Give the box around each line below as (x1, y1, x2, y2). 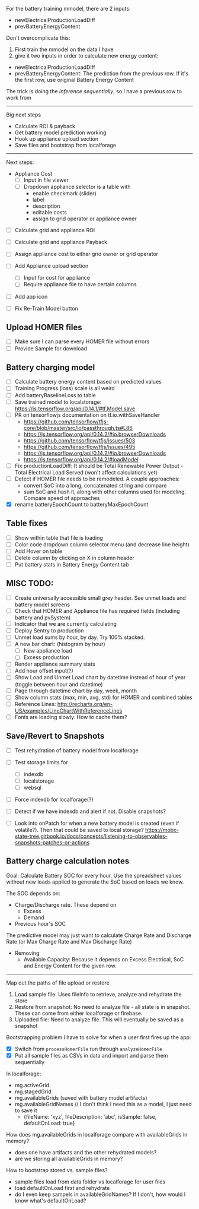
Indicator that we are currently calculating (14, 620, 117, 627)
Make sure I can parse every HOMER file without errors (14, 338, 150, 345)
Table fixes (6, 518, 48, 528)
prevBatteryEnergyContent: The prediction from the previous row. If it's (14, 70, 188, 77)
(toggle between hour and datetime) (14, 681, 103, 688)
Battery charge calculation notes (6, 856, 130, 866)
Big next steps (6, 111, 41, 118)
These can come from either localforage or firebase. (14, 1009, 143, 1017)
